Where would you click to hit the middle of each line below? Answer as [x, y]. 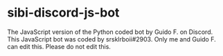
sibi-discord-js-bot [63, 13]
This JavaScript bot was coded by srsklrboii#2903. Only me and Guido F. [111, 39]
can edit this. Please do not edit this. [59, 46]
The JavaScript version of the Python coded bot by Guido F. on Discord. [110, 32]
